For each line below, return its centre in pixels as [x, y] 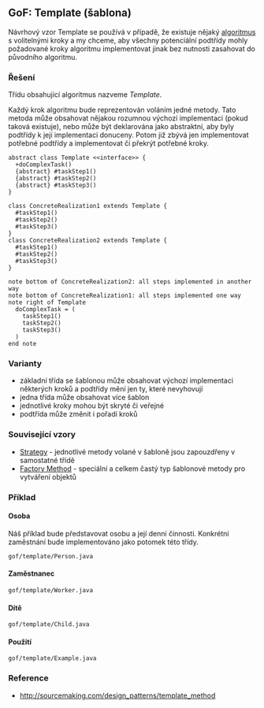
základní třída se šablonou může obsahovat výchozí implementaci [126, 380]
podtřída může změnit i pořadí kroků [78, 414]
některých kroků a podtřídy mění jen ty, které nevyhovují [111, 389]
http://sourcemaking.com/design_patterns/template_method [117, 695]
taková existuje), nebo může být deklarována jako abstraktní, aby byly [121, 127]
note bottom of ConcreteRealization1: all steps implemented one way [125, 296]
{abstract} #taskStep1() [56, 172]
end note [22, 344]
